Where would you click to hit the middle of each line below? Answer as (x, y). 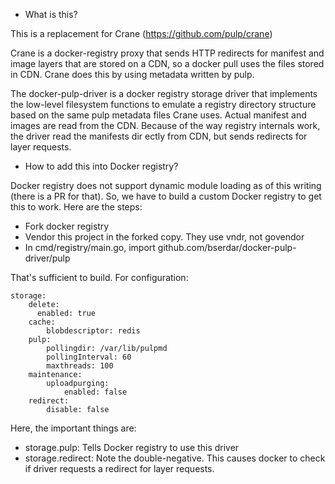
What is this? (51, 14)
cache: (42, 322)
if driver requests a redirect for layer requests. (119, 468)
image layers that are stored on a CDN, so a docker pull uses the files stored (167, 63)
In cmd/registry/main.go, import (90, 247)
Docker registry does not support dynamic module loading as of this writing (166, 185)
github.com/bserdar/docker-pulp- (227, 247)
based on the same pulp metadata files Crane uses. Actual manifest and (158, 115)
